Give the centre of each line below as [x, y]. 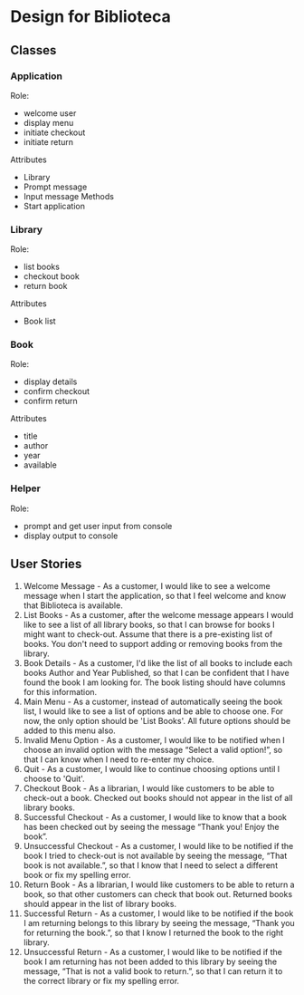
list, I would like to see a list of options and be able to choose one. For [153, 711]
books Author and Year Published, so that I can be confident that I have [156, 672]
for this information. [60, 691]
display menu [48, 122]
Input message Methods [68, 196]
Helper [26, 488]
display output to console [71, 536]
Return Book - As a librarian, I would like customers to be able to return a [159, 884]
